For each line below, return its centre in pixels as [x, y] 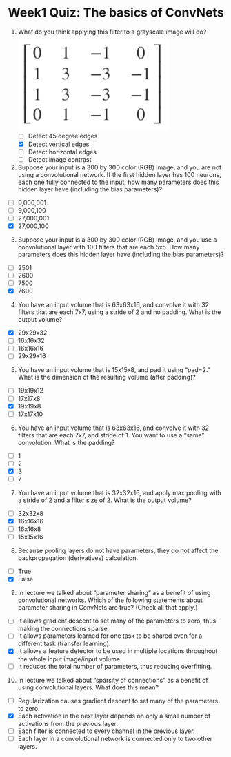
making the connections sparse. [63, 629]
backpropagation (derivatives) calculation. [78, 558]
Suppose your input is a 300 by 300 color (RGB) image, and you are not [120, 167]
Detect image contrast [60, 159]
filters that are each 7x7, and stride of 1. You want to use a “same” [111, 435]
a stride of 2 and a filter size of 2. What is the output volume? [104, 500]
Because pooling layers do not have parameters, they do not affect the [118, 551]
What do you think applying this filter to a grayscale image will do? [112, 32]
